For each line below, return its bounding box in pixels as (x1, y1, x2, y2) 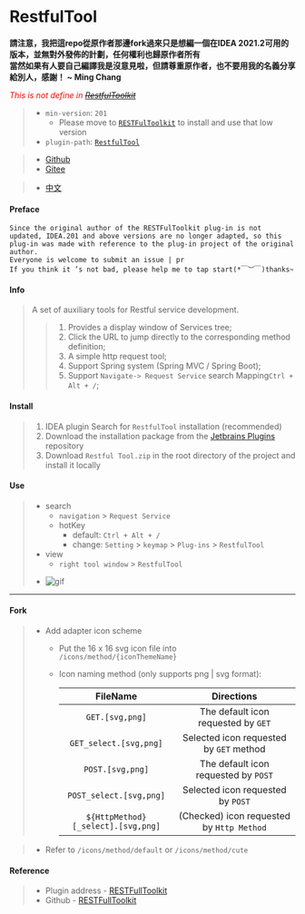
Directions (212, 690, 258, 703)
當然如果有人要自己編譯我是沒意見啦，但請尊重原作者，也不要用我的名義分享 (9, 60, 296, 71)
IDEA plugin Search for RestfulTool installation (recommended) (44, 420, 283, 432)
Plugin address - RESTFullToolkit (44, 885, 168, 896)
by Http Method (202, 821, 267, 833)
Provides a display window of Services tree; (67, 322, 232, 333)
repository (44, 440, 84, 451)
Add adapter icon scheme (44, 624, 143, 636)
